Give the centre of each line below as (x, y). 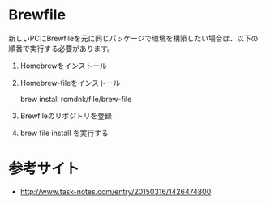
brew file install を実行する (64, 133)
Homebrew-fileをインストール (70, 83)
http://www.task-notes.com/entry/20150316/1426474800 (116, 191)
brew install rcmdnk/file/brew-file (76, 99)
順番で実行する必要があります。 (62, 48)
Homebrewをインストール (63, 66)
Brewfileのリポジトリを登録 (66, 116)
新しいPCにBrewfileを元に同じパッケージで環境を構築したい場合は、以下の (133, 38)
